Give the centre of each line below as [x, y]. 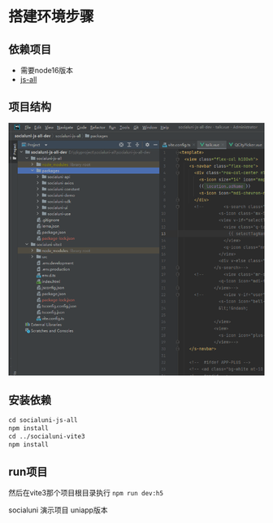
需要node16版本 [47, 70]
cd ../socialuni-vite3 [47, 437]
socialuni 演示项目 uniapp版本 [58, 510]
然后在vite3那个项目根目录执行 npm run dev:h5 [86, 493]
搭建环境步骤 [52, 17]
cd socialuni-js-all [43, 421]
